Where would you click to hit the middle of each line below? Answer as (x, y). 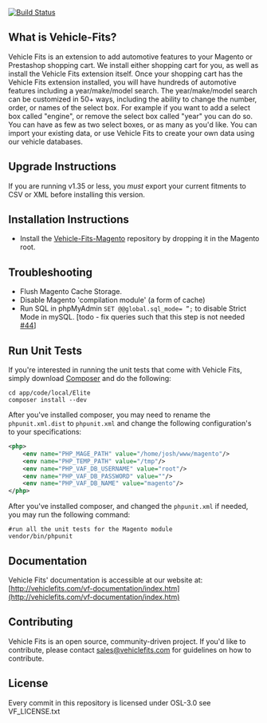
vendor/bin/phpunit (41, 536)
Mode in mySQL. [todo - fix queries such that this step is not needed (132, 317)
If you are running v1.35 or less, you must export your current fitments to (128, 186)
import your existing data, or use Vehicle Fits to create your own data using (132, 133)
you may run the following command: (69, 514)
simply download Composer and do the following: (90, 379)
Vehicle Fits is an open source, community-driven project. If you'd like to (127, 641)
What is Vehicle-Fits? (63, 37)
